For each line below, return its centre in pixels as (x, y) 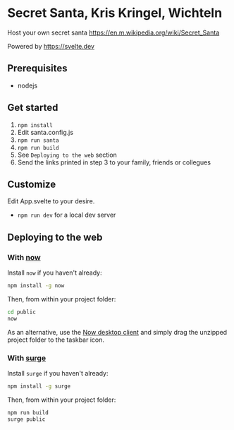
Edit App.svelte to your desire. (51, 201)
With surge (27, 358)
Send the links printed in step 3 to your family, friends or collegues (114, 162)
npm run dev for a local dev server (67, 215)
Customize (32, 184)
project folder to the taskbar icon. (56, 340)
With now (24, 257)
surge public (26, 419)
